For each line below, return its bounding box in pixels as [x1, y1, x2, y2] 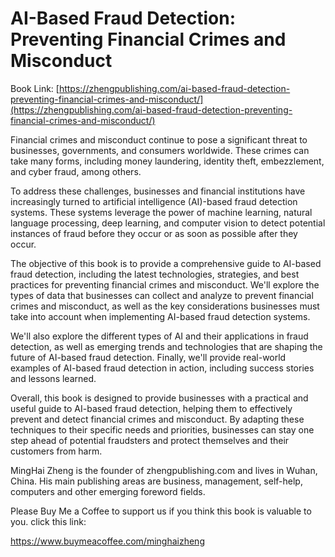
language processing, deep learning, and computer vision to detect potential [10, 217, 326, 229]
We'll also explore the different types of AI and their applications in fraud [10, 330, 309, 342]
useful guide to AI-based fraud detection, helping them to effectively [10, 402, 293, 414]
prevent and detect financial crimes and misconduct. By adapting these [10, 413, 305, 425]
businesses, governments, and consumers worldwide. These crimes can [10, 144, 310, 156]
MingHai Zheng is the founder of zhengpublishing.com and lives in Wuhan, [10, 464, 318, 476]
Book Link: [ [10, 82, 60, 94]
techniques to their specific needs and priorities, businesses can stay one [10, 423, 315, 436]
